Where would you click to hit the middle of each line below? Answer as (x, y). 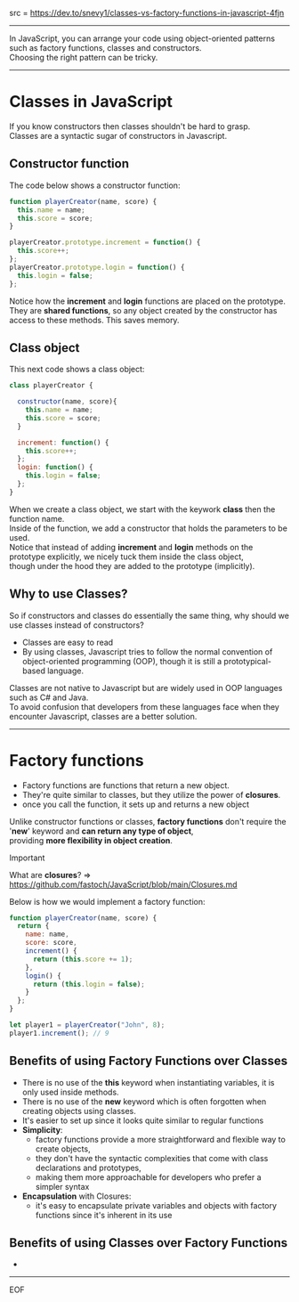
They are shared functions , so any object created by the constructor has (143, 310)
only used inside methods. (70, 1092)
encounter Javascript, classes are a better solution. (103, 716)
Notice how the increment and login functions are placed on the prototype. (148, 301)
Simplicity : (42, 1129)
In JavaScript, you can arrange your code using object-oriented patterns (142, 38)
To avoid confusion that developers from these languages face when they (145, 706)
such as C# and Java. (49, 697)
